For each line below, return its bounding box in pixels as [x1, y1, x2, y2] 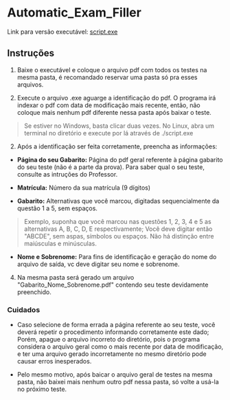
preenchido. [16, 287, 51, 296]
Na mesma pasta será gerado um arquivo [16, 273, 135, 281]
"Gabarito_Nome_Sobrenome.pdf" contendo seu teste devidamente [16, 280, 209, 289]
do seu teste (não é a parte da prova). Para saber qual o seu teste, [16, 163, 205, 171]
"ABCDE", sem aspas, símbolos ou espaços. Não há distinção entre [23, 232, 214, 240]
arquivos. [16, 80, 44, 89]
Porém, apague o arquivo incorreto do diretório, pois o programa [16, 335, 200, 344]
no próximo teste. [16, 385, 67, 393]
